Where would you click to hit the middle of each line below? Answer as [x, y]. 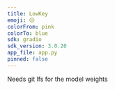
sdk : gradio [24, 40]
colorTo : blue [28, 33]
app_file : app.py [32, 53]
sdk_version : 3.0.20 [37, 46]
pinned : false [28, 59]
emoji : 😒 [21, 20]
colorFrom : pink [31, 27]
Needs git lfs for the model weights [58, 79]
